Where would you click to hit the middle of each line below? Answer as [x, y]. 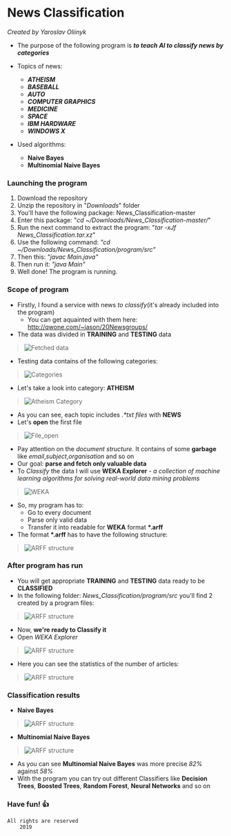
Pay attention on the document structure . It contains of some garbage [117, 448]
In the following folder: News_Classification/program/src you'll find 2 [115, 595]
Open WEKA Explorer [47, 637]
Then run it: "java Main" [51, 264]
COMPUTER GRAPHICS [61, 101]
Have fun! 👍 [28, 804]
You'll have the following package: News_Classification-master [106, 213]
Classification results [44, 695]
